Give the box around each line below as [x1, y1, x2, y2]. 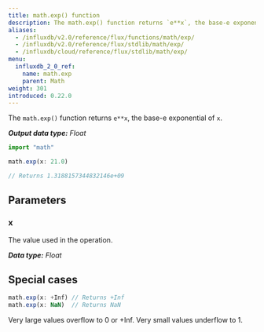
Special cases [8, 272, 79, 286]
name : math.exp [22, 70, 72, 78]
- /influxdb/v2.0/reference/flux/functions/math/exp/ [15, 33, 195, 42]
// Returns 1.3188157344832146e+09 [8, 172, 125, 180]
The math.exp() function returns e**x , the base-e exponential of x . [8, 113, 222, 122]
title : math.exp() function [8, 11, 101, 20]
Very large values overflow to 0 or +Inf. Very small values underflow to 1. [8, 316, 244, 325]
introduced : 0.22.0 [8, 92, 72, 100]
